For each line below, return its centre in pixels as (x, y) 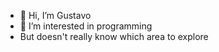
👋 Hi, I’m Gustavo (55, 15)
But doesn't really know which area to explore (114, 36)
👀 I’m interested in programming (86, 26)
